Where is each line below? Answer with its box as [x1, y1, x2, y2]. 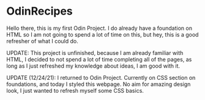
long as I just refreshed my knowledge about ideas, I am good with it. [6, 62, 181, 70]
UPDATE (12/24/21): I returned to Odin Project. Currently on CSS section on [6, 74, 196, 81]
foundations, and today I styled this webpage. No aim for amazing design [6, 80, 191, 88]
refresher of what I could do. [6, 37, 78, 45]
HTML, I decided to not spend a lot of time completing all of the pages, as [6, 55, 192, 63]
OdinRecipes [6, 4, 73, 18]
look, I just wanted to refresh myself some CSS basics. [6, 87, 144, 94]
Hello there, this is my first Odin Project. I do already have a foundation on [6, 24, 193, 32]
